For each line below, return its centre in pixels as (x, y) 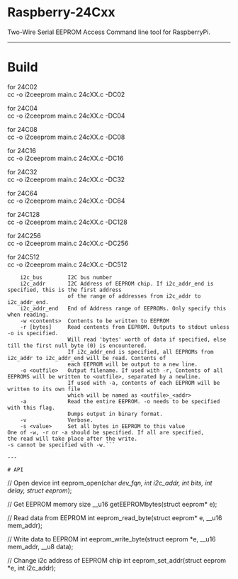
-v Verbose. (57, 420)
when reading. (28, 315)
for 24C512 (24, 257)
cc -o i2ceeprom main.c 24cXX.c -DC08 (66, 137)
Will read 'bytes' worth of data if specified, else (147, 339)
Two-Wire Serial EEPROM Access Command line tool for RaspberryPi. (109, 32)
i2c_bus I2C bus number (66, 277)
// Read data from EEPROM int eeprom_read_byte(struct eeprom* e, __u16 (115, 517)
